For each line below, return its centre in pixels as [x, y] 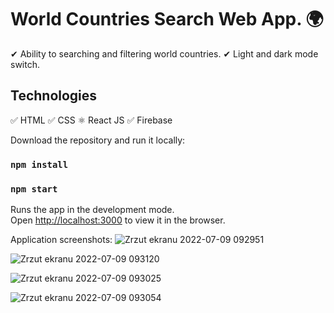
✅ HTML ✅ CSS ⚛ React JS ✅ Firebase [91, 120]
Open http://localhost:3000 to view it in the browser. [118, 220]
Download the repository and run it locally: [98, 140]
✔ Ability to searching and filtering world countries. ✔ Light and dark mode [164, 53]
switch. [25, 64]
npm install [39, 164]
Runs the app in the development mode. [92, 209]
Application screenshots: [61, 239]
